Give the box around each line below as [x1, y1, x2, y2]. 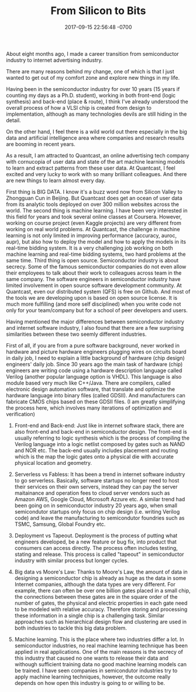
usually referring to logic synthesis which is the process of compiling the [14, 434, 190, 441]
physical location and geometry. [14, 459, 92, 466]
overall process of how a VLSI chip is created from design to [6, 104, 152, 111]
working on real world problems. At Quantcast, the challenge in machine [6, 225, 180, 232]
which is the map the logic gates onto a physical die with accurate [14, 453, 174, 460]
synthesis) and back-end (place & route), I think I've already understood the [6, 98, 188, 105]
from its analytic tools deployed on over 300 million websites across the [6, 201, 180, 208]
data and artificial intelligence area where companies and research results [6, 134, 184, 141]
